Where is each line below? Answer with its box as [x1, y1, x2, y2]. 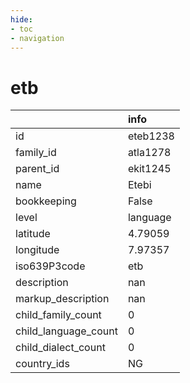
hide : [10, 14, 33, 25]
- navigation [10, 33, 65, 43]
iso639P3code [15, 259, 86, 273]
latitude [15, 227, 51, 241]
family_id [15, 146, 57, 160]
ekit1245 [127, 162, 172, 176]
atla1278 [127, 146, 172, 160]
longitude [15, 243, 60, 257]
